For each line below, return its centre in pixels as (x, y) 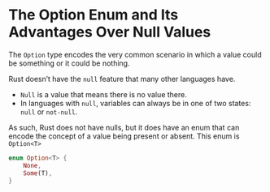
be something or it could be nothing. (69, 63)
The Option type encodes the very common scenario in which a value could (135, 54)
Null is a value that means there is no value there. (103, 94)
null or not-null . (49, 112)
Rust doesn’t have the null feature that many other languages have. (122, 79)
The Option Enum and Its (94, 15)
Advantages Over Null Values (110, 32)
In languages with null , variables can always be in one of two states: (135, 103)
